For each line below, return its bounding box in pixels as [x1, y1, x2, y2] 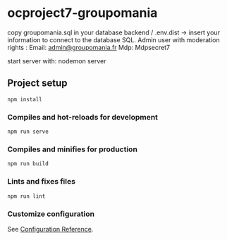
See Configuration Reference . [7, 225, 94, 233]
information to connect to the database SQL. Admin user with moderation [7, 35, 220, 44]
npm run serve [7, 128, 49, 135]
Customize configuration [7, 209, 95, 219]
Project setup [7, 77, 68, 89]
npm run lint [7, 192, 46, 200]
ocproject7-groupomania [7, 5, 158, 21]
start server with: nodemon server [7, 56, 106, 65]
